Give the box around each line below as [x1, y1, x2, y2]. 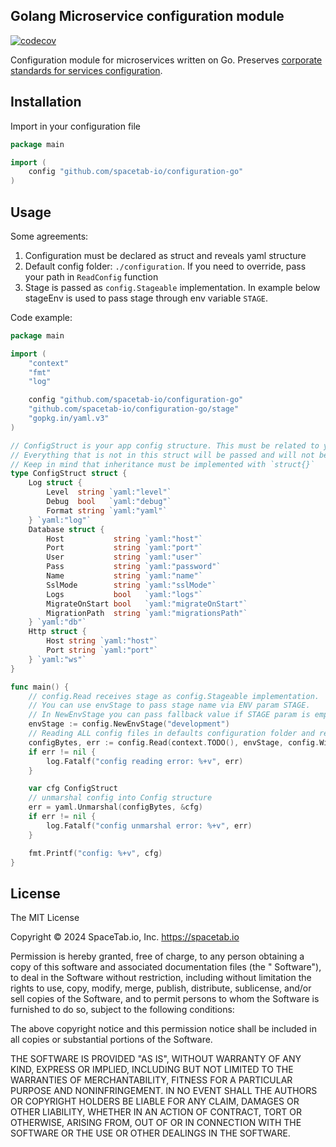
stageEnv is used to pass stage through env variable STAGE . [24, 292, 269, 304]
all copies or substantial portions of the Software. [10, 1034, 213, 1046]
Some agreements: [10, 230, 89, 242]
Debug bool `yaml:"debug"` [46, 497, 172, 507]
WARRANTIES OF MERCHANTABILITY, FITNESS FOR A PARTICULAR [10, 1074, 293, 1086]
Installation [10, 94, 82, 111]
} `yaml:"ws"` [28, 654, 87, 664]
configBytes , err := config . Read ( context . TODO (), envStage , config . [28, 737, 320, 748]
